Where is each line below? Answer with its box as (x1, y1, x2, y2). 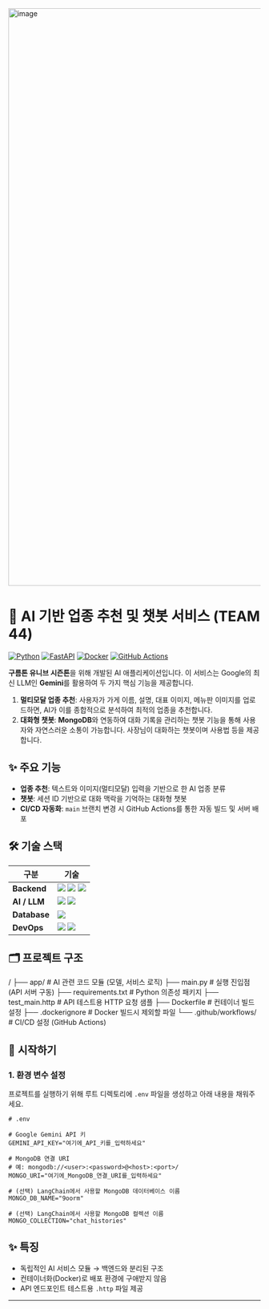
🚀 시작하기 (8, 1043, 58, 1057)
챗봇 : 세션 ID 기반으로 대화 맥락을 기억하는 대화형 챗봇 (19, 793, 187, 803)
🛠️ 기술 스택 (8, 840, 62, 853)
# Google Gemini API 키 (8, 1131, 86, 1139)
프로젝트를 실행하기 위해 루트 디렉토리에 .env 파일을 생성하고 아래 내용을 (8, 1089, 235, 1099)
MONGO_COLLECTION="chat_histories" (8, 1217, 127, 1226)
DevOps (12, 922, 44, 933)
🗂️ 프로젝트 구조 (8, 950, 84, 965)
